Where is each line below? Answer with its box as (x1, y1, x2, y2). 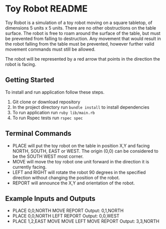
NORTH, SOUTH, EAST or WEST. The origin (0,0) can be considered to (12, 148, 158, 154)
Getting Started (5, 76, 54, 84)
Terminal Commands (5, 129, 71, 138)
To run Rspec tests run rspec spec (12, 115, 83, 121)
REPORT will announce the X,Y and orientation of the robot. (12, 180, 135, 186)
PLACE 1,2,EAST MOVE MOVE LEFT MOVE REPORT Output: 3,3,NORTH (12, 218, 160, 224)
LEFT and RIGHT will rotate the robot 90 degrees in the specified (12, 169, 146, 175)
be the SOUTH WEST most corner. (12, 153, 84, 159)
